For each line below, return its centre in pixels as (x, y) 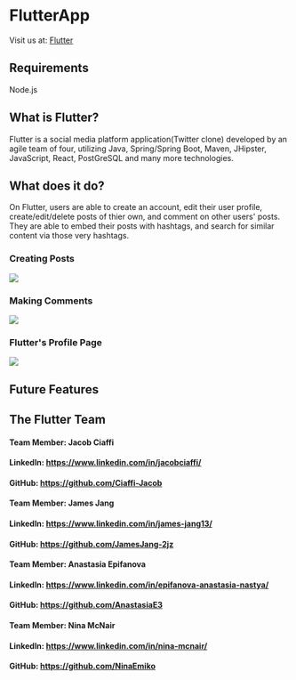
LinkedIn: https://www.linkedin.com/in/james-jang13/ (111, 524)
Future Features (54, 389)
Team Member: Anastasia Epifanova (78, 564)
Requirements (49, 68)
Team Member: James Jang (62, 503)
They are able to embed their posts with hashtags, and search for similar (142, 226)
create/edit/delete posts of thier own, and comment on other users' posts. (145, 217)
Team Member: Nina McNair (62, 625)
